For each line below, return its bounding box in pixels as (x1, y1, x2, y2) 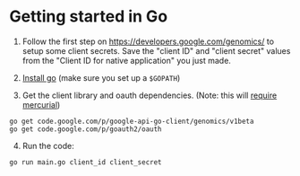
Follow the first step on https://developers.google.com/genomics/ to (21, 36, 275, 47)
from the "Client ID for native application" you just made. (21, 55, 231, 66)
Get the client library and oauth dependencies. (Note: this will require (21, 90, 278, 101)
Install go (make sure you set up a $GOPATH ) (21, 72, 181, 83)
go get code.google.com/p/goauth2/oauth (9, 124, 163, 134)
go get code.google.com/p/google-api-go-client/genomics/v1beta (9, 117, 254, 126)
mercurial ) (21, 99, 61, 110)
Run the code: (21, 140, 74, 151)
